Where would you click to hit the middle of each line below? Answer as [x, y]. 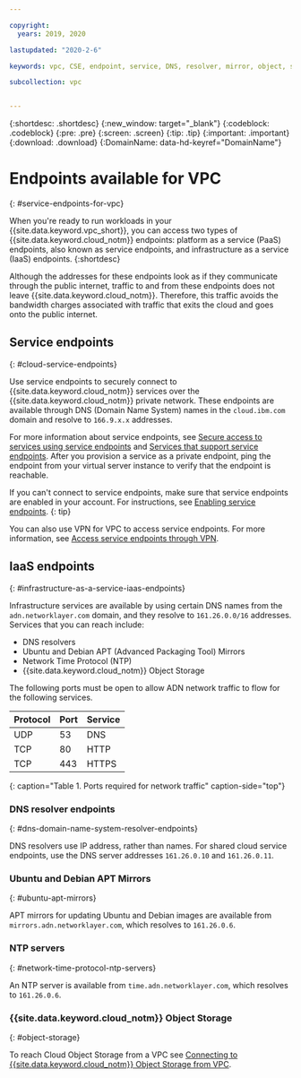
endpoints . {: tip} [40, 511]
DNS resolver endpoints [62, 809]
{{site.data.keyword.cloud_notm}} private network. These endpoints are [142, 401]
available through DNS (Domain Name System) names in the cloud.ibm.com [147, 410]
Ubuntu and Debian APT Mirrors [80, 878]
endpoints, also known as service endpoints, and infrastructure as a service [149, 250]
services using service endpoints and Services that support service [134, 446]
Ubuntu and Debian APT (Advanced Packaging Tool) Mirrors [133, 651]
